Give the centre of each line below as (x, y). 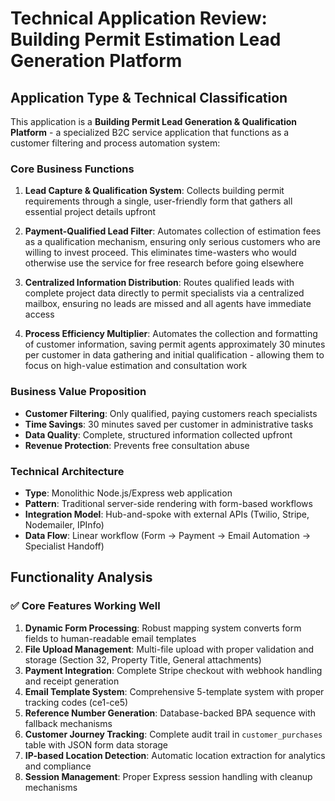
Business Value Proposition (78, 392)
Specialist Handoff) (64, 546)
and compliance (58, 766)
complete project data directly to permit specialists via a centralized (164, 293)
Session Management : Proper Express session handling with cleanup (168, 776)
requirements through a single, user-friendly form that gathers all (158, 201)
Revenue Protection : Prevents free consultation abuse (137, 445)
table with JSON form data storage (96, 744)
